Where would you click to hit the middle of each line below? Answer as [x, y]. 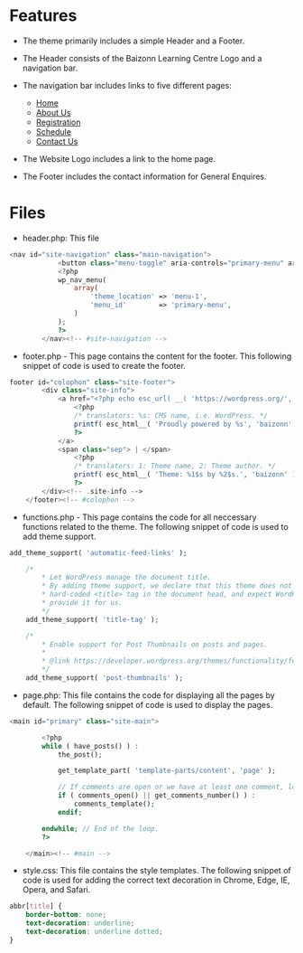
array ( [86, 288]
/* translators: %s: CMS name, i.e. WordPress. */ [171, 416]
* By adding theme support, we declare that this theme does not [167, 586]
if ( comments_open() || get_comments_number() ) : [156, 796]
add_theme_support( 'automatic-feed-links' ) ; [98, 552]
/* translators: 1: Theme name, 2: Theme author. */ [175, 467]
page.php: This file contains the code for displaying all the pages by [148, 695]
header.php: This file [60, 238]
